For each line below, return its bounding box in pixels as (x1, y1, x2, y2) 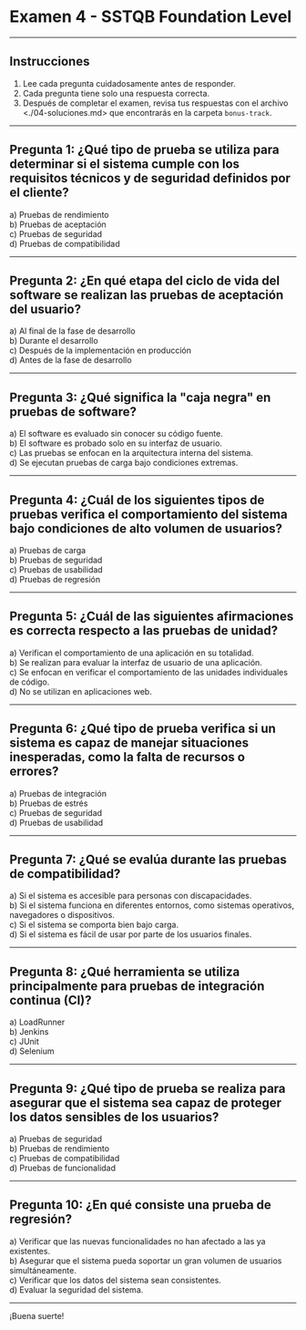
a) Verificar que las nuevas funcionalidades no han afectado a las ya (9, 1235, 266, 1246)
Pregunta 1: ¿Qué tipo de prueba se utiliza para (9, 142, 280, 158)
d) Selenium (9, 1046, 55, 1057)
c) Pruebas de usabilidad (9, 564, 103, 575)
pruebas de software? (9, 404, 138, 419)
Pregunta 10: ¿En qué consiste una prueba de (9, 1197, 271, 1213)
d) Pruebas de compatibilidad (9, 238, 120, 249)
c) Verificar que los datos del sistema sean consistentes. (9, 1274, 221, 1285)
